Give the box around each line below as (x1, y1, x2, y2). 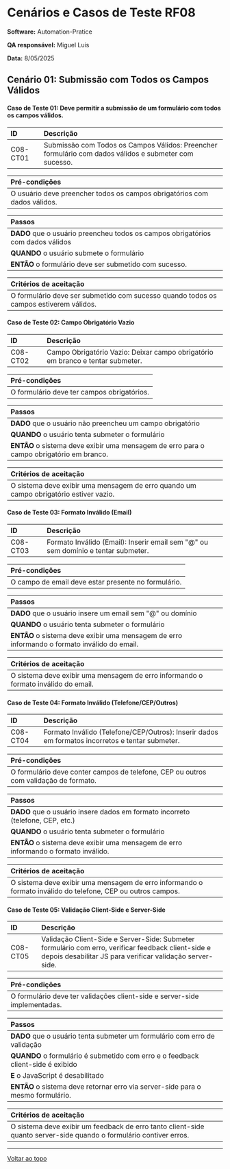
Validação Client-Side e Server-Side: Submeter (40, 934, 195, 944)
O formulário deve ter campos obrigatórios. (10, 387, 149, 397)
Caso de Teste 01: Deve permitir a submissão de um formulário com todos (7, 104, 221, 112)
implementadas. (10, 1000, 62, 1010)
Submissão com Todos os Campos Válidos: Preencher (43, 140, 218, 150)
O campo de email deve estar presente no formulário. (10, 577, 182, 587)
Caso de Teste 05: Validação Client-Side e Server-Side (7, 906, 166, 914)
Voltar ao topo (7, 1155, 47, 1163)
